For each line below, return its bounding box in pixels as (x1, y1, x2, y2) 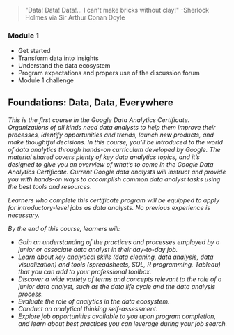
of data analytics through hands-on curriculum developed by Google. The (8, 146, 221, 154)
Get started (17, 47, 51, 55)
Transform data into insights (17, 54, 100, 62)
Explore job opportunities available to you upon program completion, (17, 312, 217, 320)
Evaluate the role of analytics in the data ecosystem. (17, 297, 170, 306)
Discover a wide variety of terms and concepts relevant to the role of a (17, 275, 222, 283)
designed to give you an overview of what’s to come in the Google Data (8, 161, 214, 169)
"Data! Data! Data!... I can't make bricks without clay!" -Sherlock (24, 6, 210, 14)
